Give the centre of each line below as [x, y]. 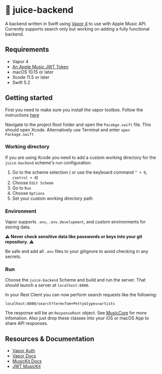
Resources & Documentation [50, 339]
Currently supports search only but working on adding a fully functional [77, 29]
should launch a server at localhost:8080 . [47, 285]
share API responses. [27, 323]
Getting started [29, 98]
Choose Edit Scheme [33, 183]
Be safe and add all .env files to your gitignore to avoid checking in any [77, 251]
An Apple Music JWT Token [40, 66]
